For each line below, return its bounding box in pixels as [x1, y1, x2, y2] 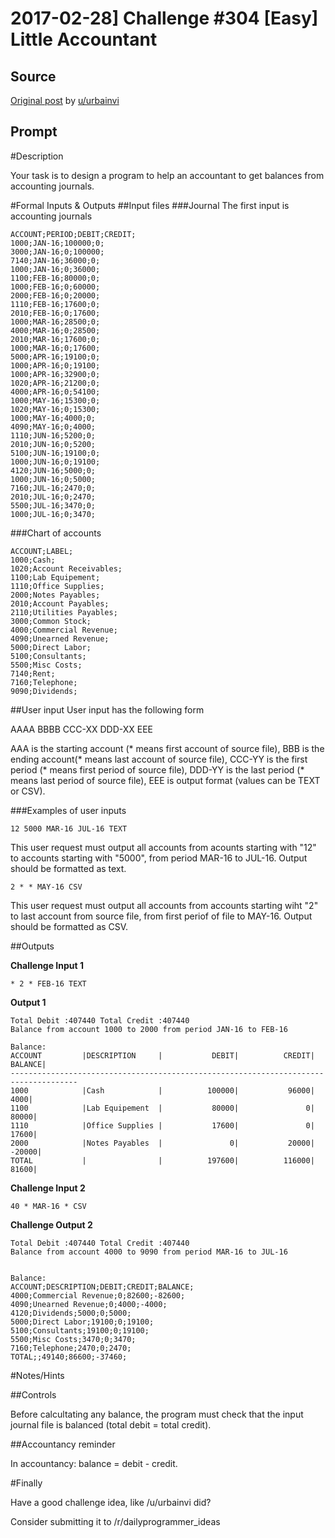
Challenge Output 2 [10, 1218, 93, 1231]
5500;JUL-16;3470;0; [10, 500, 97, 511]
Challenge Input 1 [10, 959, 85, 971]
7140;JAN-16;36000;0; [10, 255, 101, 266]
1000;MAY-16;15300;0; [10, 395, 101, 406]
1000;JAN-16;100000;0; [10, 238, 105, 248]
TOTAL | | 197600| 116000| [10, 1155, 315, 1166]
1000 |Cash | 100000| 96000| [10, 1085, 315, 1096]
